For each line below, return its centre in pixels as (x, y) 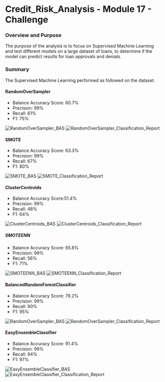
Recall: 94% (25, 354)
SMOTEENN (18, 235)
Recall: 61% (24, 113)
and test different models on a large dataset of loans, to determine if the (79, 51)
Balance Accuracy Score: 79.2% (45, 296)
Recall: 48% (25, 209)
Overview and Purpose (34, 35)
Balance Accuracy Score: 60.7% (45, 102)
